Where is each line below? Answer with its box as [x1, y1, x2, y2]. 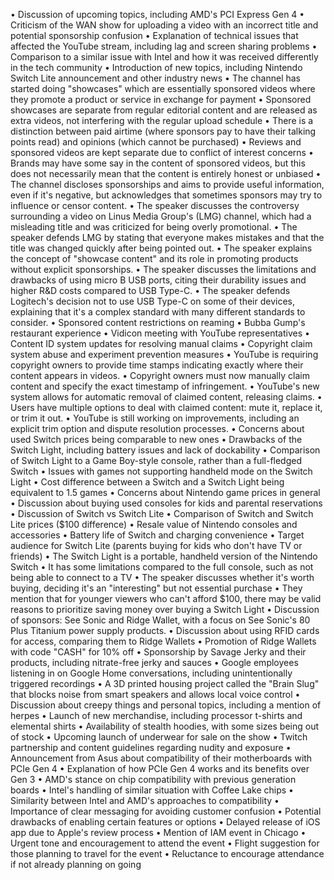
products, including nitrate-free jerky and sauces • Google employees [10, 657, 299, 668]
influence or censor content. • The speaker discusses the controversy [10, 200, 300, 211]
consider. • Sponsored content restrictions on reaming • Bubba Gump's [10, 317, 306, 328]
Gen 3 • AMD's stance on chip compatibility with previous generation [10, 774, 297, 785]
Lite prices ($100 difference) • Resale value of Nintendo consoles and [10, 519, 298, 530]
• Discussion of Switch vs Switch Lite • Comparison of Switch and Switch [10, 508, 314, 519]
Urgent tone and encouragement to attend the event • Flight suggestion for [10, 837, 320, 849]
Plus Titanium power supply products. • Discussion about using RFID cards [10, 625, 320, 636]
